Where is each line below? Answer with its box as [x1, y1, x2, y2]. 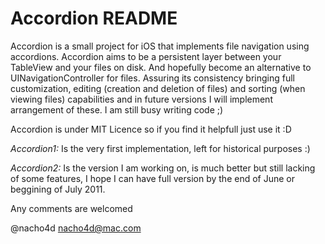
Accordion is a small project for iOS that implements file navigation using [10, 40, 310, 52]
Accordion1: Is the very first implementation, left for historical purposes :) [10, 142, 311, 154]
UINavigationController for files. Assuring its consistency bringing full [10, 72, 296, 84]
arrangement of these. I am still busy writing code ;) [10, 103, 224, 116]
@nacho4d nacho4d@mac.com [10, 222, 142, 234]
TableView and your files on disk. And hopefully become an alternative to [10, 61, 312, 73]
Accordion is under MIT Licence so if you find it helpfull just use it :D [10, 123, 292, 135]
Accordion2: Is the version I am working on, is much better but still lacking [10, 162, 316, 174]
